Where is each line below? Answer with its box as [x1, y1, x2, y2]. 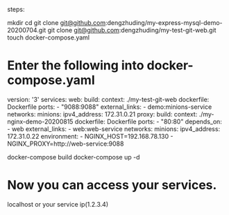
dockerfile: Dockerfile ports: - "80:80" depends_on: [74, 117, 222, 126]
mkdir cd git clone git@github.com [7, 19, 106, 26]
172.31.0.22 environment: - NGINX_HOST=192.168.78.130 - [7, 132, 173, 140]
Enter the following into [7, 58, 144, 74]
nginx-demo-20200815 [7, 117, 74, 126]
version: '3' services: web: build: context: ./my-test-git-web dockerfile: [7, 95, 210, 103]
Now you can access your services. [7, 178, 217, 193]
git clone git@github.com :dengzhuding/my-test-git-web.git [47, 26, 217, 34]
